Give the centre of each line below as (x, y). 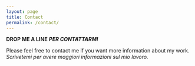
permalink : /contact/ (33, 22)
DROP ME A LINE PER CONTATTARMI (52, 39)
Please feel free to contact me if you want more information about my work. (98, 51)
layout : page (22, 11)
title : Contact (25, 17)
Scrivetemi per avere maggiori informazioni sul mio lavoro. (77, 57)
